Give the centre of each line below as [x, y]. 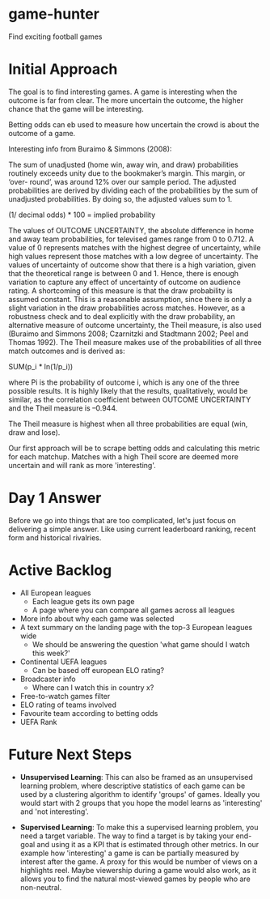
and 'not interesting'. [54, 812]
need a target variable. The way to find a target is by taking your [127, 836]
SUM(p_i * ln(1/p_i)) [41, 366]
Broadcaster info [48, 679]
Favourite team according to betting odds [89, 713]
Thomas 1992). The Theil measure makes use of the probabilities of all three [135, 342]
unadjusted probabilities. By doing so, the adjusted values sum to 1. [120, 198]
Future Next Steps [70, 754]
